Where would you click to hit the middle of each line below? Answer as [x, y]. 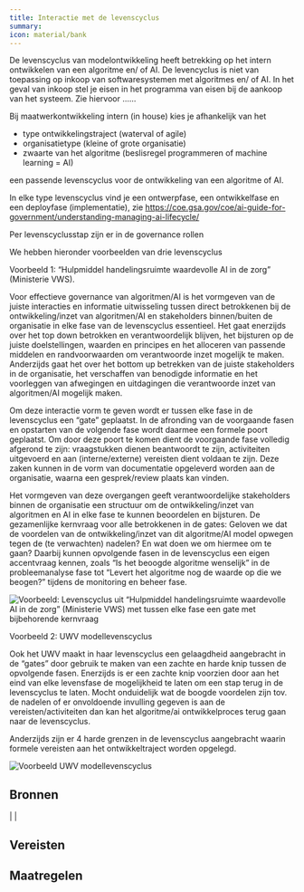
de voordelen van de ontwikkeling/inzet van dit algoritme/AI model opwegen [152, 534]
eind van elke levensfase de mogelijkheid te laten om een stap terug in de [146, 683]
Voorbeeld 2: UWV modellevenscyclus [81, 637]
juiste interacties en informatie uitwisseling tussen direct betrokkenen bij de [150, 307]
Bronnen [34, 795]
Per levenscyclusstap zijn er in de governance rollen [107, 235]
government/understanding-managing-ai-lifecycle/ [104, 217]
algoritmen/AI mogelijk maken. [66, 393]
